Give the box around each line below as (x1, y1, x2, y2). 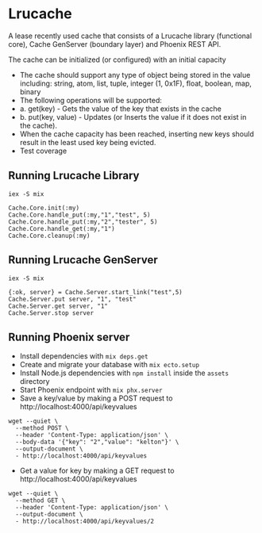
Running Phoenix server (8, 330, 130, 343)
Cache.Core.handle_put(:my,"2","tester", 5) (8, 217, 158, 226)
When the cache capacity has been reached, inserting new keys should (19, 128, 254, 139)
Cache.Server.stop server (8, 309, 94, 317)
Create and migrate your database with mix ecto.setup (19, 360, 200, 370)
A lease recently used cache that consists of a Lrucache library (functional (8, 31, 252, 40)
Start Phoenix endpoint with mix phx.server (19, 385, 163, 395)
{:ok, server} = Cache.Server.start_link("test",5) (8, 288, 183, 296)
